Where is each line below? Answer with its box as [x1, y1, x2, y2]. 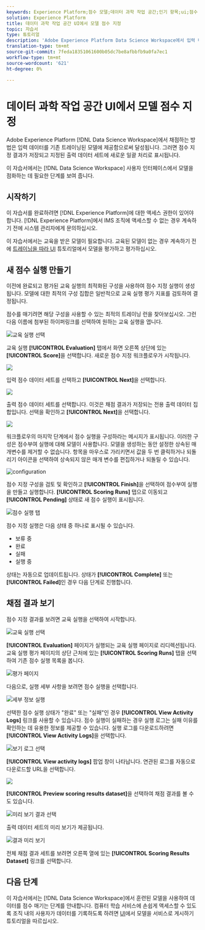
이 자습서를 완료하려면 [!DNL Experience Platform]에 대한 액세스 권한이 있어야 [6, 209, 194, 217]
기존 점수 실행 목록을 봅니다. [17, 657, 85, 664]
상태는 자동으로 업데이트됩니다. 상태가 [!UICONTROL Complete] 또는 [6, 570, 173, 578]
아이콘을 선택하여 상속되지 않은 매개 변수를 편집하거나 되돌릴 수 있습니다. [17, 455, 190, 463]
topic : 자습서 [6, 26, 38, 32]
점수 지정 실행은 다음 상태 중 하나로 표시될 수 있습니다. [6, 521, 135, 529]
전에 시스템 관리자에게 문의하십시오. [12, 225, 98, 232]
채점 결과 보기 [6, 598, 55, 609]
